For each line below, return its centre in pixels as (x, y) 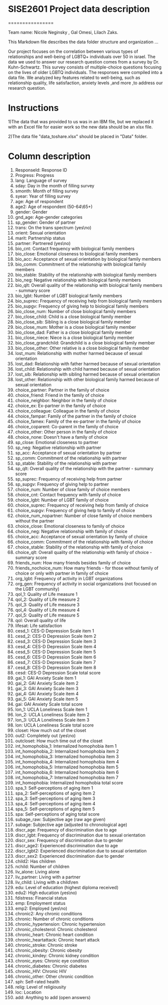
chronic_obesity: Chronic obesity (49, 950)
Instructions (33, 108)
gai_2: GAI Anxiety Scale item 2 (47, 683)
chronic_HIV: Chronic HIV (41, 971)
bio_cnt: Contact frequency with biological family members (75, 248)
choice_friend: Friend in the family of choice (60, 395)
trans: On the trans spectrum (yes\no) (53, 227)
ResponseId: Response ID (41, 170)
